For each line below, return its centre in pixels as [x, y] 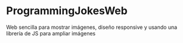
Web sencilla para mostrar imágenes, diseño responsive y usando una [92, 27]
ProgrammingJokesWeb [67, 11]
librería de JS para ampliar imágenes [51, 33]
